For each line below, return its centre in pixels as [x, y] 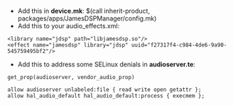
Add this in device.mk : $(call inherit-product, [84, 11]
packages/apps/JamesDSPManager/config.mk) [87, 18]
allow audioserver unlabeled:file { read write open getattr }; [104, 90]
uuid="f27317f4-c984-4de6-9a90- [179, 45]
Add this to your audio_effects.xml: [69, 26]
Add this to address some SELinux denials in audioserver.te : [106, 64]
